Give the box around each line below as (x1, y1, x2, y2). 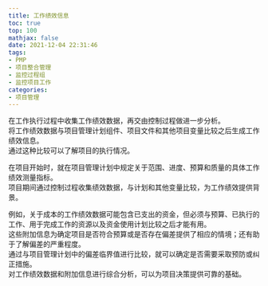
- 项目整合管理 (8, 64, 52, 72)
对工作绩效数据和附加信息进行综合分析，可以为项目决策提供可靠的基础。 (8, 269, 246, 279)
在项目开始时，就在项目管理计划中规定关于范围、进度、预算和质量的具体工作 (8, 163, 260, 172)
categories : (8, 85, 48, 94)
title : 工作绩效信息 (8, 11, 69, 20)
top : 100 (8, 26, 37, 34)
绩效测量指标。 (8, 173, 57, 182)
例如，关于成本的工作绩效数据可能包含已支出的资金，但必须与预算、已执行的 (8, 210, 260, 219)
